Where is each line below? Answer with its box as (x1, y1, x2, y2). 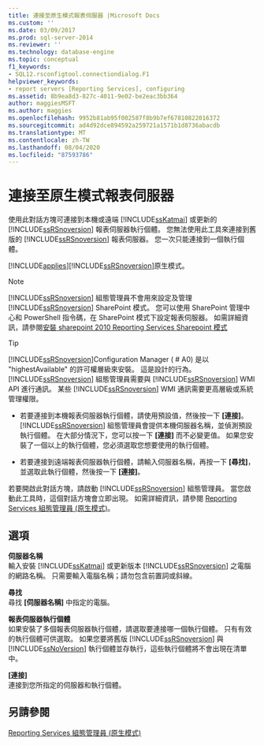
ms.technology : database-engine (8, 48, 114, 56)
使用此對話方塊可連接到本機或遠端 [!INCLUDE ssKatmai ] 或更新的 (8, 214, 218, 225)
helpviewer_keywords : (8, 77, 80, 85)
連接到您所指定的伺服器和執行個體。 (8, 680, 126, 690)
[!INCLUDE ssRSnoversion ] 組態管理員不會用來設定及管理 (8, 293, 193, 303)
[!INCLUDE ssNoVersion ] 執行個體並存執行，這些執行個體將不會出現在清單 (8, 644, 247, 653)
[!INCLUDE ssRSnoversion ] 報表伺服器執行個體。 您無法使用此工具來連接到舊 (8, 225, 257, 234)
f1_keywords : (8, 63, 51, 71)
